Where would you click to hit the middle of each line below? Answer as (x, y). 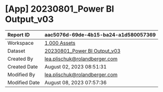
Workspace (21, 43)
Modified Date (24, 82)
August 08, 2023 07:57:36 (76, 82)
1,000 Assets (60, 43)
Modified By (21, 74)
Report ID (19, 35)
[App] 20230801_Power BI (60, 9)
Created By (20, 58)
